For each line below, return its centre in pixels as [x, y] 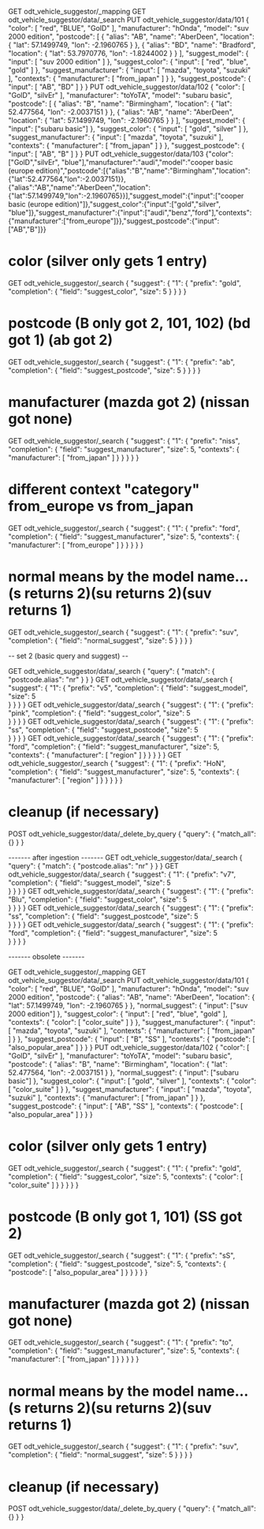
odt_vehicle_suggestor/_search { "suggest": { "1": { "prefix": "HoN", [117, 763]
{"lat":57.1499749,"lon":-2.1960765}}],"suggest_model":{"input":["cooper [126, 196]
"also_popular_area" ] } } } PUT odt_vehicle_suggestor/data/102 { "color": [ [129, 1047]
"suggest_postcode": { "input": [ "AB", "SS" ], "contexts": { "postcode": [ [126, 1106]
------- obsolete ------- [46, 956]
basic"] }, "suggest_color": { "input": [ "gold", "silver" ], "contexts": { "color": [132, 1081]
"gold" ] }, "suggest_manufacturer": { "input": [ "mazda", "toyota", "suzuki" [130, 70]
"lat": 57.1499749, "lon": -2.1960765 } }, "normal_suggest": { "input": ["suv [128, 1005]
